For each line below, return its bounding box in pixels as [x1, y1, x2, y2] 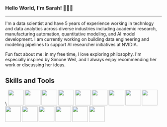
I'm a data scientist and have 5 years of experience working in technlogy [5, 20, 154, 26]
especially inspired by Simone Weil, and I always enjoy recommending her [5, 57, 157, 63]
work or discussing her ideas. [5, 62, 66, 68]
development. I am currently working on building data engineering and [5, 36, 149, 42]
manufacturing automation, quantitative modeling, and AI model [5, 31, 136, 37]
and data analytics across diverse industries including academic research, [5, 26, 157, 32]
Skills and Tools [5, 76, 55, 85]
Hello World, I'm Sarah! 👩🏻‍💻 [5, 4, 74, 11]
